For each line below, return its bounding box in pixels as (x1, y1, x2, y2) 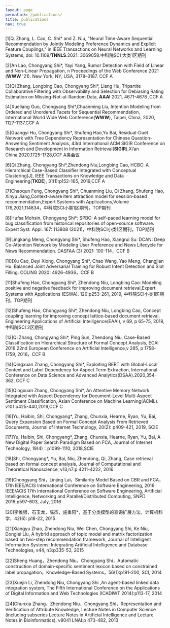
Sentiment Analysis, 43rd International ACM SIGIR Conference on (28, 141, 165, 147)
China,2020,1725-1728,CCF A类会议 (5, 152, 80, 158)
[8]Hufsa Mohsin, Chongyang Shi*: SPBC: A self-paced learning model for (5, 215, 161, 221)
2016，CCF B (17, 351, 46, 358)
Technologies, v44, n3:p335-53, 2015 (5, 547, 84, 553)
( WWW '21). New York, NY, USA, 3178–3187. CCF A (5, 73, 113, 79)
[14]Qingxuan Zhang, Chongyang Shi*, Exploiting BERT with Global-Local (5, 361, 158, 368)
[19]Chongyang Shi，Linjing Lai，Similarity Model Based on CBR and (5, 477, 149, 483)
